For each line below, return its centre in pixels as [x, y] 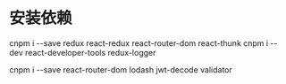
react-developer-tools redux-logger [91, 52]
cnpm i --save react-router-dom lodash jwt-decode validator [121, 69]
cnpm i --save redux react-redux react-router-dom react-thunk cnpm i [139, 43]
